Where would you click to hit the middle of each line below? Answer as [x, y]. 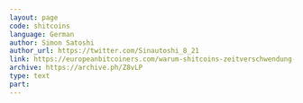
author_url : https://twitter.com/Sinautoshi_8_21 [105, 51]
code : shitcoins [40, 26]
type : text [30, 76]
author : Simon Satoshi [52, 43]
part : [19, 84]
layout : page [34, 17]
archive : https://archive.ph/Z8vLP [76, 68]
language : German [42, 34]
